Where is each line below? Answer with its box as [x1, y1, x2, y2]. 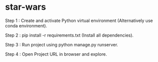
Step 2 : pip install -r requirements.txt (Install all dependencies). [5, 32, 134, 38]
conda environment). [5, 22, 48, 28]
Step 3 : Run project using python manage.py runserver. [5, 41, 119, 47]
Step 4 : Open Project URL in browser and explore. [5, 51, 107, 57]
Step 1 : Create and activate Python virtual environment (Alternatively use [5, 18, 153, 23]
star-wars [5, 1, 46, 13]
